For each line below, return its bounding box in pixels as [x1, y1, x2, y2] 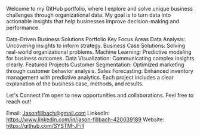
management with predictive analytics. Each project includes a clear [6, 74, 174, 81]
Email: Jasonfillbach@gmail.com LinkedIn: [6, 110, 110, 116]
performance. [6, 24, 40, 31]
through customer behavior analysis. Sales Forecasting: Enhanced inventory [6, 67, 194, 74]
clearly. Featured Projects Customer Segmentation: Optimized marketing [6, 61, 184, 68]
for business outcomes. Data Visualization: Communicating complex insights [6, 55, 195, 62]
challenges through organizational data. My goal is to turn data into [6, 11, 171, 19]
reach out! [6, 98, 32, 105]
